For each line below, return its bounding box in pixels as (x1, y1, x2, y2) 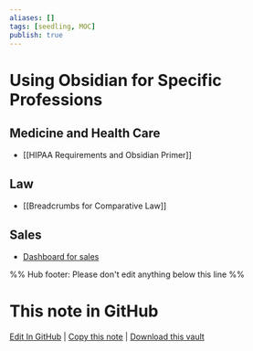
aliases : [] (9, 13, 55, 23)
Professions (9, 89, 103, 110)
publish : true (9, 30, 64, 39)
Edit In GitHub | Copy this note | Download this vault (9, 331, 206, 342)
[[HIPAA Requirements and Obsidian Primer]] (22, 150, 192, 161)
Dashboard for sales (22, 251, 100, 261)
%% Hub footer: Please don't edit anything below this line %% (9, 269, 245, 280)
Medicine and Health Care (9, 125, 161, 141)
